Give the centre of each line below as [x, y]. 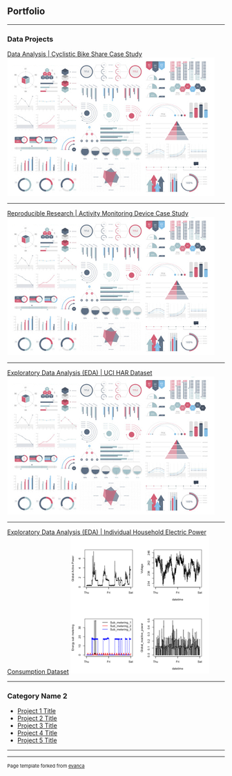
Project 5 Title [37, 740]
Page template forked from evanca [46, 766]
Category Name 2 [37, 696]
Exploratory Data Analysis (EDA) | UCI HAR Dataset [80, 373]
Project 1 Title [37, 711]
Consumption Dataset [38, 672]
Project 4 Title [37, 733]
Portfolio [26, 11]
